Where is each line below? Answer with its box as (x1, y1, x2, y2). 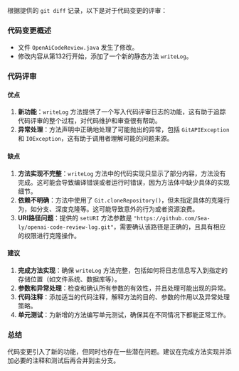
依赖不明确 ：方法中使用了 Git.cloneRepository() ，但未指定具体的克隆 (17, 195, 224, 204)
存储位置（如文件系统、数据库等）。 (17, 274, 121, 283)
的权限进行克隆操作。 (17, 231, 80, 240)
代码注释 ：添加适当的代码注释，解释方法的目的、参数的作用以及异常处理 (17, 292, 230, 301)
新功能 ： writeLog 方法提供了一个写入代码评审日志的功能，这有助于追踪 (17, 107, 226, 116)
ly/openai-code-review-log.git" (17, 223, 114, 231)
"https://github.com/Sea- (133, 215, 211, 222)
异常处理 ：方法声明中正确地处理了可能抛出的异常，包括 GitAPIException (17, 125, 230, 134)
